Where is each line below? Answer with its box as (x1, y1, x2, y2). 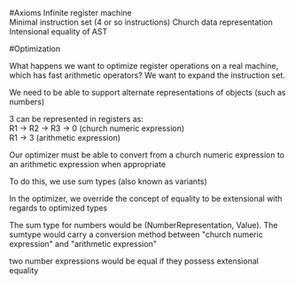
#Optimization (9, 43, 60, 54)
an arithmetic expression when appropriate (9, 159, 167, 169)
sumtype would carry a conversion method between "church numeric (9, 229, 263, 240)
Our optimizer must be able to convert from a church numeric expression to (9, 150, 285, 160)
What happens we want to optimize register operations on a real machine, (9, 61, 279, 71)
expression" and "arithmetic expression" (9, 239, 158, 249)
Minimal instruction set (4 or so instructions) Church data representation (9, 17, 273, 27)
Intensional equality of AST (9, 27, 108, 36)
